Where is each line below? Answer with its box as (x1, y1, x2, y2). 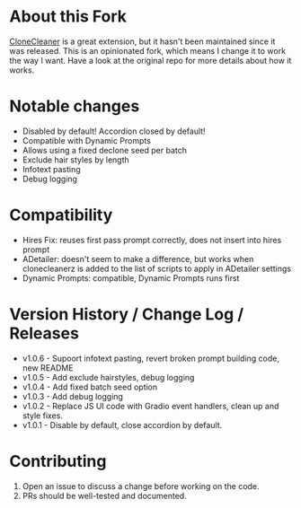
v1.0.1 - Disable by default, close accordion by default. (22, 419, 223, 430)
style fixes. (22, 410, 63, 421)
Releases (9, 323, 79, 343)
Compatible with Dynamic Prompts (22, 135, 151, 145)
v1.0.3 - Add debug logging (22, 390, 124, 401)
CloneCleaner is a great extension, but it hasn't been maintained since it (9, 36, 276, 47)
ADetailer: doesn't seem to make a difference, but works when (22, 253, 254, 264)
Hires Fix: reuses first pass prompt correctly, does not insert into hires (22, 234, 282, 245)
